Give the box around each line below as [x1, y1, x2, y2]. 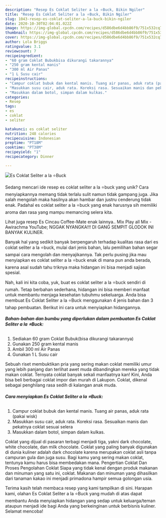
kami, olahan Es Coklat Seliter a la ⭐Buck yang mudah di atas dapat [5, 490, 142, 496]
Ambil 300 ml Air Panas [12, 346, 60, 352]
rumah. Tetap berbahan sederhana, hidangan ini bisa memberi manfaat [5, 286, 150, 292]
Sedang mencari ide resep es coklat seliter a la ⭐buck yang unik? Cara [5, 184, 149, 190]
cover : [5, 35, 19, 40]
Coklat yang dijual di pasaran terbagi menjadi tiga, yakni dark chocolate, [5, 438, 152, 444]
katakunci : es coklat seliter [5, 127, 68, 132]
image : [5, 26, 19, 31]
